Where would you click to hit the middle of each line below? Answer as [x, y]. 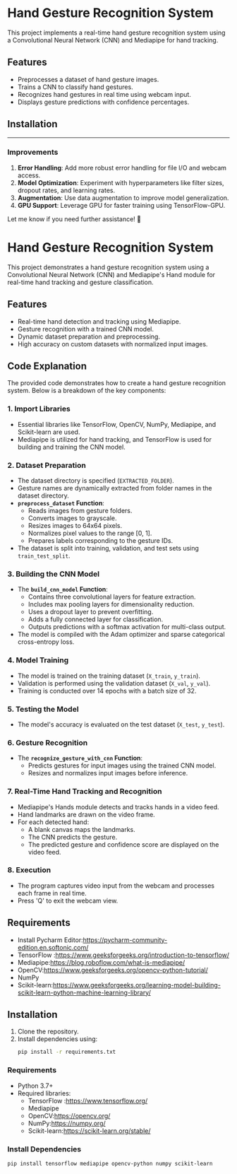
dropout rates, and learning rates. [66, 190]
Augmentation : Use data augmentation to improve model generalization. [123, 198]
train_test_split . [44, 556]
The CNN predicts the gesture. [73, 837]
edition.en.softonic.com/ [53, 947]
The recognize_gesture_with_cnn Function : [80, 758]
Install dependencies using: [57, 1039]
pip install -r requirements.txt [67, 1052]
